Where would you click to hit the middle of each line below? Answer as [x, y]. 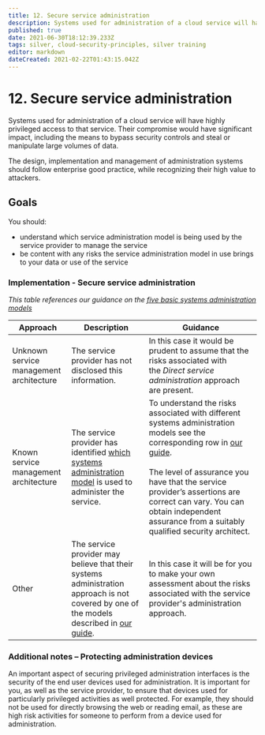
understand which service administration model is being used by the [131, 237]
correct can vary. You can [196, 501]
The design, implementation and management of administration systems [126, 161]
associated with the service [200, 593]
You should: [28, 221]
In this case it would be [191, 340]
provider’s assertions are [194, 492]
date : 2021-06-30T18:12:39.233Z [61, 37]
